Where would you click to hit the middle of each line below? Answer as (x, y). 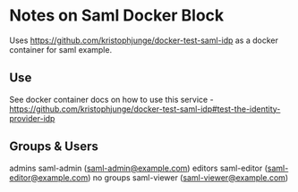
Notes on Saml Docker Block (117, 16)
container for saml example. (61, 49)
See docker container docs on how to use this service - (111, 99)
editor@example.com (49, 177)
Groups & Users (54, 147)
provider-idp (32, 118)
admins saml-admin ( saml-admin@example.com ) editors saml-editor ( (139, 168)
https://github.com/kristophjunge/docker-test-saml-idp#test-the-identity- (145, 109)
